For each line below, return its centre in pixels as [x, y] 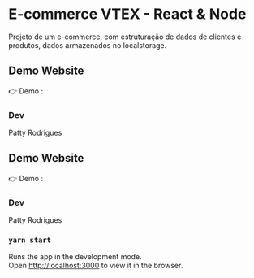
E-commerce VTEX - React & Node [127, 14]
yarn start [30, 240]
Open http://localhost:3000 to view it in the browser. [96, 266]
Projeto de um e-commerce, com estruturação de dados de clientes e [125, 37]
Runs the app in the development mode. [75, 257]
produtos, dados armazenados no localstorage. [88, 45]
